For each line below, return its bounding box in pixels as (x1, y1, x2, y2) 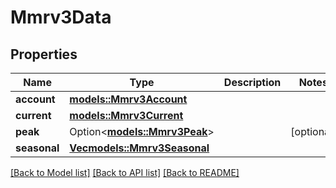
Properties (10, 46, 78, 63)
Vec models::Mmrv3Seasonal (69, 141, 210, 155)
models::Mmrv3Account (69, 92, 188, 106)
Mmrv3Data (10, 6, 112, 29)
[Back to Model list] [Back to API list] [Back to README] (10, 167, 240, 178)
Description (223, 76, 282, 89)
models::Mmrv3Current (69, 109, 184, 122)
